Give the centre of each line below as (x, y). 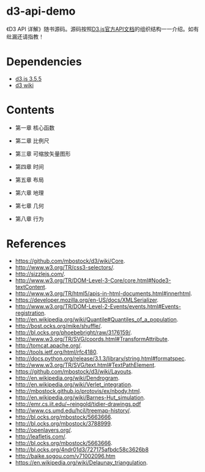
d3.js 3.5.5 (28, 78)
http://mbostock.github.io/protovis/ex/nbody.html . (78, 391)
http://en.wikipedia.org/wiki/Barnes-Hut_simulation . (80, 397)
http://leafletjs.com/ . (41, 436)
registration (30, 313)
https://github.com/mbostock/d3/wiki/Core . (70, 261)
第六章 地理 (29, 193)
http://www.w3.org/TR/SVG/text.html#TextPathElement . (85, 365)
